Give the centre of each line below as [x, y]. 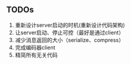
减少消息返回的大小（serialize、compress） [69, 40]
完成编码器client [35, 47]
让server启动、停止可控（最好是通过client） [69, 32]
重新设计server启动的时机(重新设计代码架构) [70, 25]
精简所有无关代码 [36, 55]
